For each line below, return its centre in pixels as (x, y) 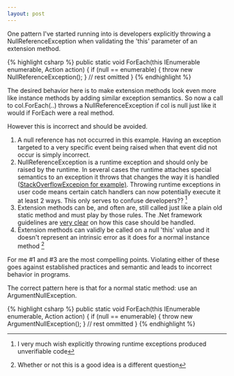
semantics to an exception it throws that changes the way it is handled (118, 177)
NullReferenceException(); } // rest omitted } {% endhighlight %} (99, 77)
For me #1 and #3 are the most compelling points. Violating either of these (113, 259)
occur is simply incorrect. (54, 154)
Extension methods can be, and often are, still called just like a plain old (120, 208)
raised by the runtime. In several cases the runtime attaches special (114, 169)
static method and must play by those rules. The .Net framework (110, 215)
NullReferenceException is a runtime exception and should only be (112, 162)
